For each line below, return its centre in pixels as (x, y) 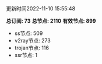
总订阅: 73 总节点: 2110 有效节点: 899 (51, 21)
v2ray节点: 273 (32, 40)
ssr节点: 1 (26, 55)
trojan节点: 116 (32, 48)
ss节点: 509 (29, 33)
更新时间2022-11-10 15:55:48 (41, 8)
